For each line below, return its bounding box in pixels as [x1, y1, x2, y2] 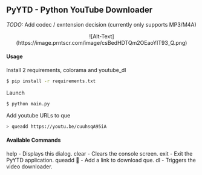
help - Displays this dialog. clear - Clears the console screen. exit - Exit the [6, 150, 193, 157]
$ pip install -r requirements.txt [6, 78, 96, 84]
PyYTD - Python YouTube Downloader [6, 5, 153, 15]
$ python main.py [6, 101, 50, 107]
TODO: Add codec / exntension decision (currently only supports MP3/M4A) [6, 21, 197, 28]
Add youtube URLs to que [6, 111, 71, 119]
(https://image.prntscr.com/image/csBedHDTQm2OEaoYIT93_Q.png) [16, 39, 187, 46]
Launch [6, 89, 25, 96]
